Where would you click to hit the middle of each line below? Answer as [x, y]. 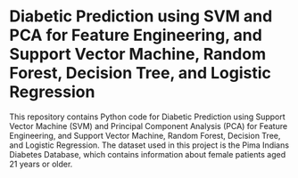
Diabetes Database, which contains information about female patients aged [148, 154]
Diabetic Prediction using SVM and [141, 16]
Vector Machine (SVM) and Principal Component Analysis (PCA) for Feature [149, 125]
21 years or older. [41, 164]
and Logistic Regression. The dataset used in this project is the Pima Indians [149, 145]
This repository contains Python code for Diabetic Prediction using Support [147, 117]
